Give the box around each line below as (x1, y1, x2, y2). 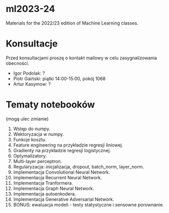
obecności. (6, 60, 30, 66)
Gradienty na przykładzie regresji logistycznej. (13, 147, 111, 153)
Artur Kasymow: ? (13, 81, 51, 87)
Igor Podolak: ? (13, 70, 45, 76)
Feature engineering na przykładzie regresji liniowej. (13, 141, 124, 148)
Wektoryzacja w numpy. (13, 131, 64, 137)
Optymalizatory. (13, 153, 47, 159)
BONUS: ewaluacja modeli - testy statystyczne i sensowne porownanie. (13, 201, 164, 207)
